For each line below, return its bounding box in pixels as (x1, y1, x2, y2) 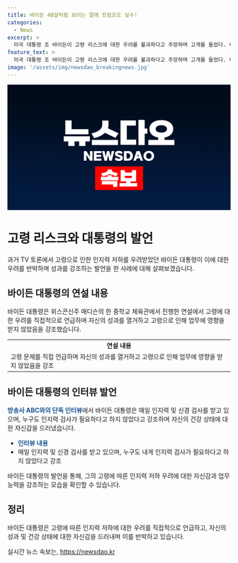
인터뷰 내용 (17, 439, 48, 447)
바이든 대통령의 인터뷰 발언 (7, 386, 117, 398)
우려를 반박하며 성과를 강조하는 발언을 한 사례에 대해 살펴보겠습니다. (7, 264, 195, 273)
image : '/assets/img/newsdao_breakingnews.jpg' (7, 64, 151, 71)
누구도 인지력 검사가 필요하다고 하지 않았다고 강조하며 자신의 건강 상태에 (22, 415, 221, 423)
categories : (7, 18, 42, 26)
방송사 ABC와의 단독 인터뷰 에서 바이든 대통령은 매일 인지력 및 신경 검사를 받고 (7, 406, 222, 415)
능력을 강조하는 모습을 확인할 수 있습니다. (7, 481, 121, 489)
